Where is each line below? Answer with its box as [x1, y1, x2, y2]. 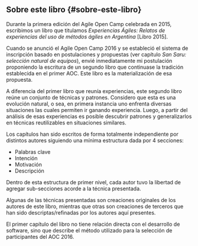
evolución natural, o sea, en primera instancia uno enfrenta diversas [6, 100, 172, 107]
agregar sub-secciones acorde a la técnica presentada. [6, 185, 141, 192]
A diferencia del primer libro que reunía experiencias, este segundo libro [6, 87, 182, 94]
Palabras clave [14, 148, 51, 155]
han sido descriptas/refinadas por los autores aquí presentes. [6, 209, 156, 216]
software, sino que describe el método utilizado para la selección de [6, 226, 173, 234]
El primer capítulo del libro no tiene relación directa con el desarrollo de [6, 221, 180, 228]
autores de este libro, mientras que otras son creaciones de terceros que [6, 203, 184, 210]
